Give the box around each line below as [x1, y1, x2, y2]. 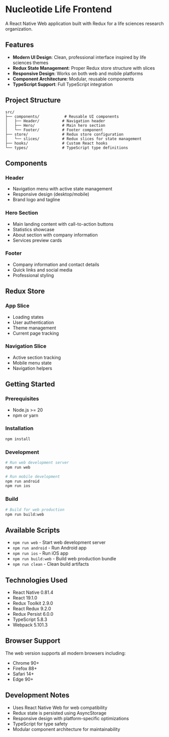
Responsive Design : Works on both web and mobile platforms [12, 70, 143, 76]
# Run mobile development [5, 474, 60, 479]
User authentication [12, 319, 54, 325]
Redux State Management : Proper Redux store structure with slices [12, 65, 155, 71]
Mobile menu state [12, 360, 52, 366]
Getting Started [5, 380, 55, 389]
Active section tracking [12, 354, 61, 360]
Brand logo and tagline [12, 197, 60, 203]
